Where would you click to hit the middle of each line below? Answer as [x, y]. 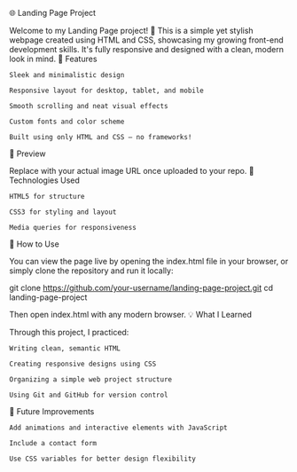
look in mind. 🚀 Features [53, 59]
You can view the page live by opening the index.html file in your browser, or [149, 261]
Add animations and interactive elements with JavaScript [118, 428]
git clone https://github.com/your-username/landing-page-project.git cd [141, 288]
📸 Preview [27, 153]
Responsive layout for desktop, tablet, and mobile [106, 90]
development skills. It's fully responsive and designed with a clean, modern [146, 49]
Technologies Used [44, 180]
